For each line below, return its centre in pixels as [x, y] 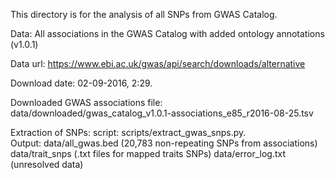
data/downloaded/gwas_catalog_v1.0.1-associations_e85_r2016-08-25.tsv [162, 113]
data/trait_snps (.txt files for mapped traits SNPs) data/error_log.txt [148, 153]
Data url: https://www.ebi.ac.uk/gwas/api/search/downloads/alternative [158, 63]
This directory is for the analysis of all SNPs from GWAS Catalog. [144, 14]
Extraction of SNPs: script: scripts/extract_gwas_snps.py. [128, 132]
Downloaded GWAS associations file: [86, 102]
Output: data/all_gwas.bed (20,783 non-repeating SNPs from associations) [164, 143]
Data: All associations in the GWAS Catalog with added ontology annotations [167, 33]
